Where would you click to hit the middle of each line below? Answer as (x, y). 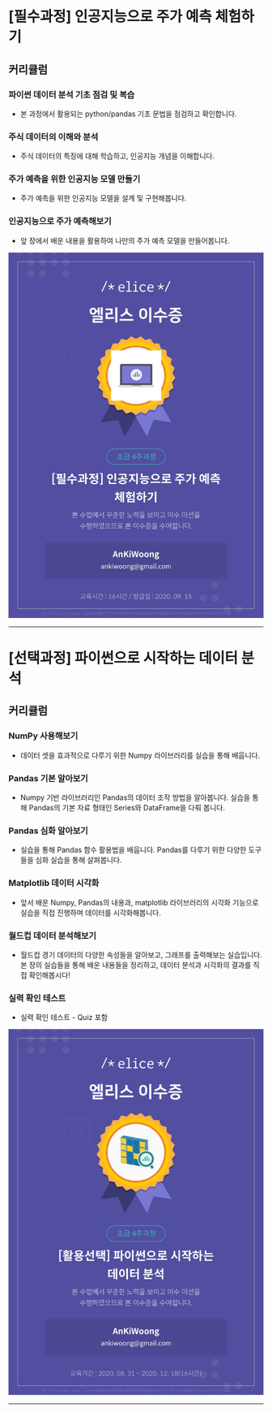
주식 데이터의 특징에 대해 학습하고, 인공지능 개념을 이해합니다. (117, 156)
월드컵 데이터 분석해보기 (53, 936)
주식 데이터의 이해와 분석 (53, 136)
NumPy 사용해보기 (43, 736)
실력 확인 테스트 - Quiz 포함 (64, 1018)
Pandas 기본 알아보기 (49, 778)
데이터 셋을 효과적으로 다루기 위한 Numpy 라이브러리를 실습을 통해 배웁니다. (140, 755)
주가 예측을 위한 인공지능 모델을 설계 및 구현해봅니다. (103, 198)
